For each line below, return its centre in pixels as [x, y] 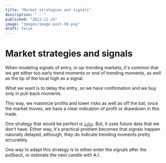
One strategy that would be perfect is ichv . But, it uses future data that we [82, 124]
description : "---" [26, 15]
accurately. [17, 140]
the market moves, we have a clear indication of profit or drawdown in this [82, 108]
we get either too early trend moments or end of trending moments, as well [83, 73]
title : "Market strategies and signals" [48, 10]
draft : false [19, 29]
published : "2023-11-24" [31, 19]
